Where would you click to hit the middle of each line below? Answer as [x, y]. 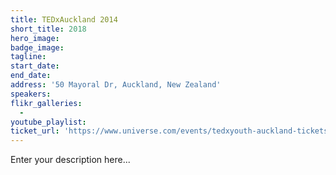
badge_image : [37, 47]
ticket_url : [35, 131]
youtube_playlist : [48, 122]
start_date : [35, 66]
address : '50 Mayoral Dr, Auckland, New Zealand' [116, 85]
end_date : [31, 76]
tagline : [28, 57]
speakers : [31, 94]
